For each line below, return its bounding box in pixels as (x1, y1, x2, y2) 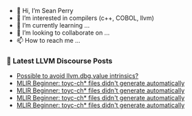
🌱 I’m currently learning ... (16, 21, 90, 29)
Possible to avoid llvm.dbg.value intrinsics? (16, 72, 139, 80)
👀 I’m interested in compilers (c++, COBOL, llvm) (16, 14, 154, 22)
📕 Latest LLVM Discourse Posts (6, 56, 113, 66)
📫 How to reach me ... (16, 37, 81, 44)
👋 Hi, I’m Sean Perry (16, 7, 74, 14)
